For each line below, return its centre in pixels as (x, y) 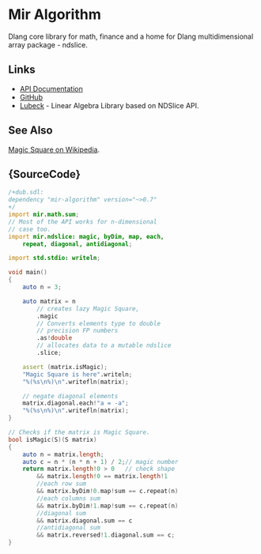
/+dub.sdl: (26, 192)
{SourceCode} (45, 174)
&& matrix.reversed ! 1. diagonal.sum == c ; (106, 535)
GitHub (31, 97)
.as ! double (55, 338)
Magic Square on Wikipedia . (54, 149)
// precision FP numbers (78, 331)
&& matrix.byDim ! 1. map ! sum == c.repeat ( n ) (108, 506)
